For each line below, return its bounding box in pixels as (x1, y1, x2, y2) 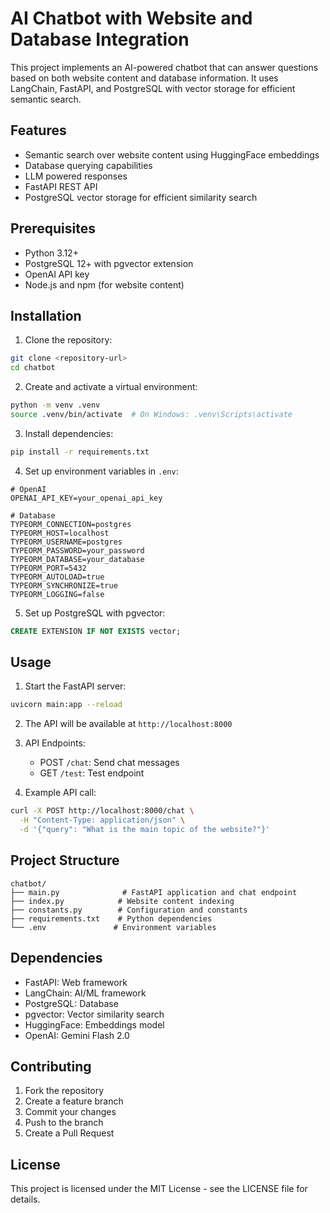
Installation (10, 307, 82, 324)
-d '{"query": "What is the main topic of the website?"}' (19, 825, 271, 835)
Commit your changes (24, 1106, 117, 1118)
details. (10, 1193, 41, 1206)
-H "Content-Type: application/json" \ (19, 815, 186, 826)
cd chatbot (10, 363, 56, 373)
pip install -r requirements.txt (10, 447, 150, 457)
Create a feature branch (24, 1095, 124, 1107)
